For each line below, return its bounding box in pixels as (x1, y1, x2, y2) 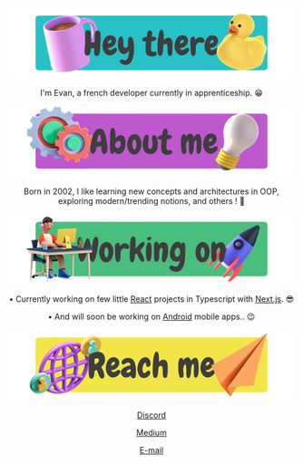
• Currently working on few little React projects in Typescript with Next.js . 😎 (8, 294, 295, 304)
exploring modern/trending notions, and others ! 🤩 (57, 195, 246, 206)
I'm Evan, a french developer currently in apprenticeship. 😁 (39, 88, 264, 99)
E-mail (139, 444, 164, 455)
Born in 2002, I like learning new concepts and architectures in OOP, (23, 186, 280, 197)
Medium (136, 427, 167, 438)
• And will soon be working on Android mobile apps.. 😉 (47, 311, 256, 323)
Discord (136, 410, 167, 420)
